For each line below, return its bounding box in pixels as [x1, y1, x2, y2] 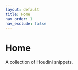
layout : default [5, 7, 40, 12]
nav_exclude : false [5, 21, 47, 26]
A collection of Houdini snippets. [5, 59, 73, 65]
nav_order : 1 [5, 16, 33, 21]
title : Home [5, 12, 30, 17]
